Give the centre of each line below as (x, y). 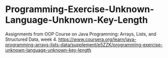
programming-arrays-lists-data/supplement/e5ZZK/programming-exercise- (84, 44)
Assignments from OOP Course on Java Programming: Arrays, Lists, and (81, 34)
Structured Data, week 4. (31, 39)
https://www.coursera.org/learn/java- (97, 39)
